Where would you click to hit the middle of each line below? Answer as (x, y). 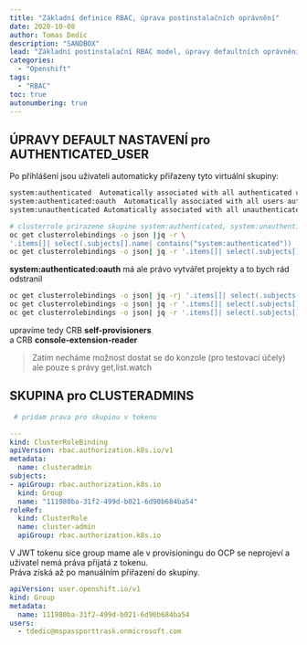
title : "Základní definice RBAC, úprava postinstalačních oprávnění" (145, 18)
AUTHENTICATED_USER (79, 154)
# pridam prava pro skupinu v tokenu (85, 417)
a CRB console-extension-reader (74, 340)
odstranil (26, 279)
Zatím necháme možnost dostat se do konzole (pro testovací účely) (159, 357)
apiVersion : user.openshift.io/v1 (75, 589)
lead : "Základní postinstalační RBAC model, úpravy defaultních (134, 52)
